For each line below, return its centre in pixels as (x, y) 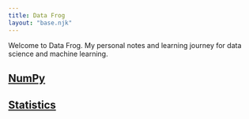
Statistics (32, 105)
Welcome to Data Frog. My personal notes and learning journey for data (125, 45)
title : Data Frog (37, 15)
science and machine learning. (58, 54)
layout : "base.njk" (40, 23)
